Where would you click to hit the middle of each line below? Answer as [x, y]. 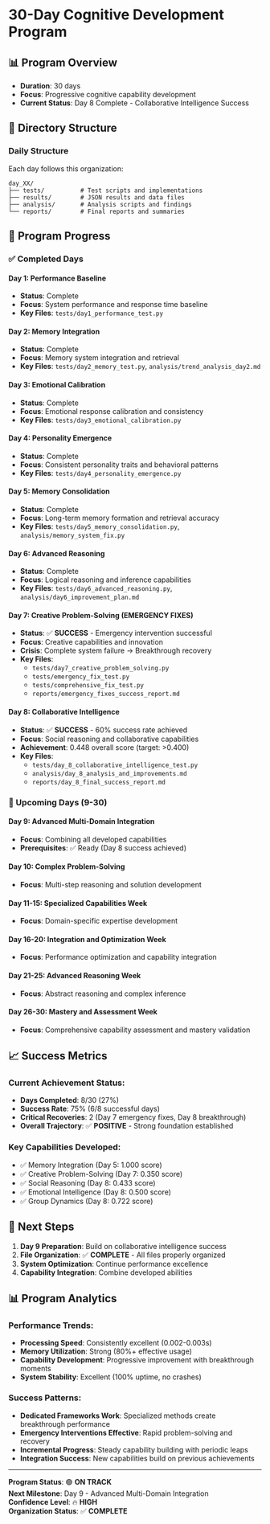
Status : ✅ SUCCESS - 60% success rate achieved [104, 730]
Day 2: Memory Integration [54, 331]
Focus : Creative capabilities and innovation [91, 642]
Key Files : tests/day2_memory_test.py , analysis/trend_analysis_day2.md [140, 367]
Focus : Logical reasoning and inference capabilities [105, 580]
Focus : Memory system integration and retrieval [99, 358]
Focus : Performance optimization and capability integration [118, 957]
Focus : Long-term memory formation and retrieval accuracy [119, 518]
